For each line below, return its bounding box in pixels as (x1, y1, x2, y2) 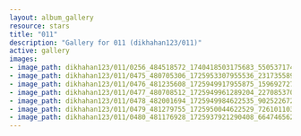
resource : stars (9, 21, 70, 30)
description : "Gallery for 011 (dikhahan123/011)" (9, 38, 202, 47)
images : (9, 55, 39, 64)
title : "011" (9, 30, 58, 38)
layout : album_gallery (9, 13, 94, 22)
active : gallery (9, 47, 70, 55)
